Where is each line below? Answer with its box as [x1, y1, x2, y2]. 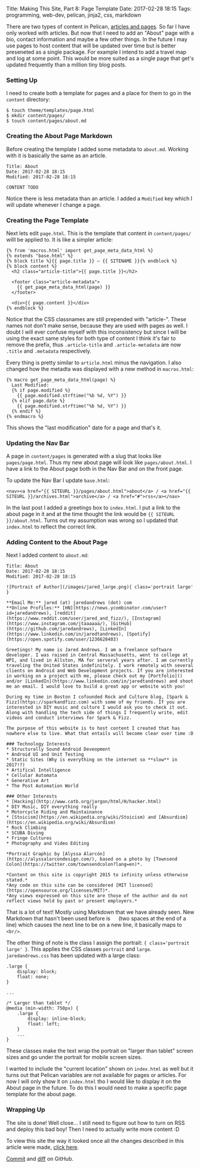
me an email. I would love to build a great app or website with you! [6, 684, 186, 690]
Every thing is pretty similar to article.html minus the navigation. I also [6, 359, 182, 366]
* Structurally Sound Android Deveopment [6, 746, 111, 752]
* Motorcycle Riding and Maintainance [6, 809, 103, 815]
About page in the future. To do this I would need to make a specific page [6, 1084, 187, 1091]
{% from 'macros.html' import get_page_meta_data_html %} [6, 248, 153, 254]
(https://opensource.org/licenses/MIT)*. [6, 888, 111, 893]
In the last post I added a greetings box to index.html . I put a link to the [6, 504, 181, 511]
